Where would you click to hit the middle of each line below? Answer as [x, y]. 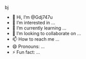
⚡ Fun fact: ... [26, 52]
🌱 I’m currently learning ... [39, 28]
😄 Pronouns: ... [28, 46]
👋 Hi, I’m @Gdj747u [32, 17]
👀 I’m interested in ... [34, 23]
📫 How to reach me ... [36, 39]
